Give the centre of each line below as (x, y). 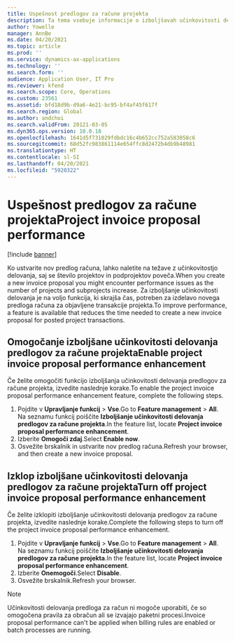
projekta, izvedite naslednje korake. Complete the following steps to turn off (115, 522)
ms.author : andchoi (36, 118)
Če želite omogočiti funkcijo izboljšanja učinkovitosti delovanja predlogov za (117, 381)
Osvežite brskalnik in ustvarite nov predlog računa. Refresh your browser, (122, 447)
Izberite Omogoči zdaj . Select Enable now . (78, 439)
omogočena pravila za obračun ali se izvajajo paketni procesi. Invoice (106, 615)
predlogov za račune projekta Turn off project (107, 487)
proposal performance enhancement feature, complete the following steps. (115, 396)
